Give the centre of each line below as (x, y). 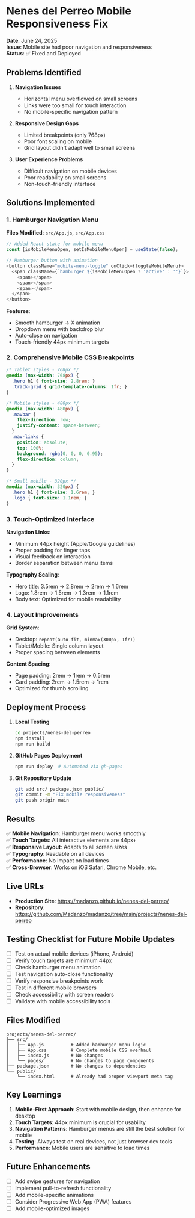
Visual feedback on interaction (53, 556)
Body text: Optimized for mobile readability (68, 599)
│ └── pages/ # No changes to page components (80, 1060)
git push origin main (42, 800)
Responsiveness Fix (57, 24)
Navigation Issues (38, 87)
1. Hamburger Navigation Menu (52, 220)
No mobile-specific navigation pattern (71, 111)
